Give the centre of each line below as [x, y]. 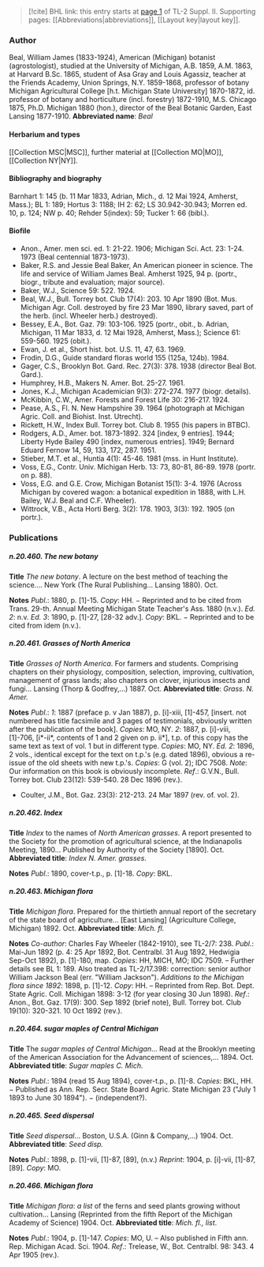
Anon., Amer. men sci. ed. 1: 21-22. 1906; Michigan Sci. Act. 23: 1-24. [132, 248]
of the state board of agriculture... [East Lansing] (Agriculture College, [123, 919]
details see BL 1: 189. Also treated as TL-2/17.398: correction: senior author [130, 968]
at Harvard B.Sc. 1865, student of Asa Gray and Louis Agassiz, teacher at [128, 74]
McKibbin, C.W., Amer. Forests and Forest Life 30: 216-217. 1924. [125, 399]
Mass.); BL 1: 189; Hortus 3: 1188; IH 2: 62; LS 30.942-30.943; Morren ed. [128, 204]
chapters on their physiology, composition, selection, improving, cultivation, [132, 672]
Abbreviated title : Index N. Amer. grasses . [78, 858]
